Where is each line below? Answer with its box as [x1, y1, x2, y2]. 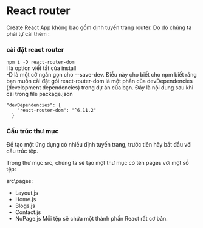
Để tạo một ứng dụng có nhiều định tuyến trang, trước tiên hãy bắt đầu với [6, 140, 192, 148]
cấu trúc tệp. [6, 147, 38, 154]
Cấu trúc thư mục [6, 127, 59, 136]
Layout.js [15, 189, 38, 196]
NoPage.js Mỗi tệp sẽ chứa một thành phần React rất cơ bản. [15, 215, 168, 222]
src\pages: [6, 177, 33, 184]
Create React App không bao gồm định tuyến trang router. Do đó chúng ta [6, 24, 192, 31]
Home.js [15, 195, 36, 202]
